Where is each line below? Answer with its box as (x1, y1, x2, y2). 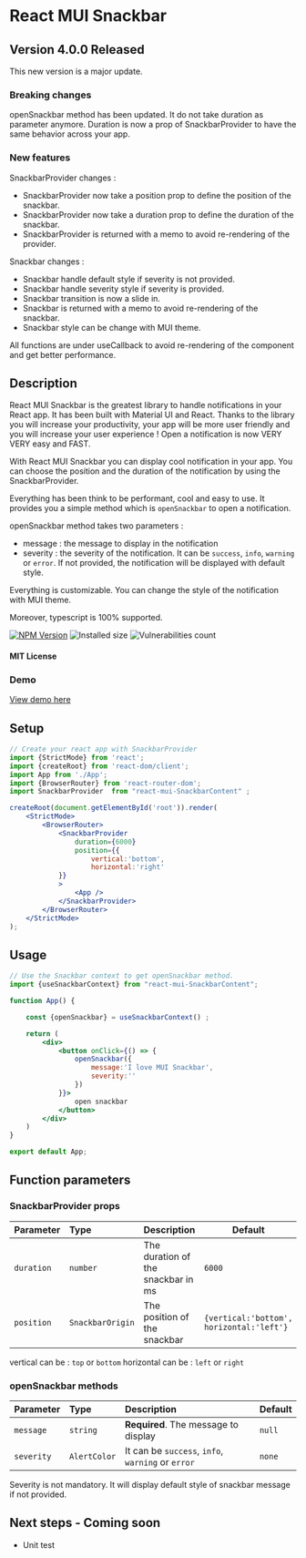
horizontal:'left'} (203, 1322, 289, 1332)
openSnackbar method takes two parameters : (9, 520, 184, 531)
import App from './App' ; (9, 770, 107, 779)
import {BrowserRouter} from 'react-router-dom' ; (9, 778, 202, 788)
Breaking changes (9, 88, 92, 101)
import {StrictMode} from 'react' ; (9, 753, 145, 762)
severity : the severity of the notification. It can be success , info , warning (22, 548, 295, 559)
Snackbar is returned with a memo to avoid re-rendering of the (22, 302, 259, 313)
